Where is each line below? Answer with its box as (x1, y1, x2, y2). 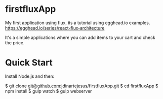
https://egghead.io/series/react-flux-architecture (5, 25, 105, 31)
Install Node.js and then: (5, 73, 55, 79)
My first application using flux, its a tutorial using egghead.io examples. (5, 20, 150, 26)
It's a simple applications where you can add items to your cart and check (5, 34, 156, 40)
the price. (5, 39, 25, 45)
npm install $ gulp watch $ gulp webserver (5, 88, 92, 94)
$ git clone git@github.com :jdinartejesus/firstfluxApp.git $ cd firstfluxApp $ (5, 83, 159, 89)
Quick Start (5, 57, 53, 68)
